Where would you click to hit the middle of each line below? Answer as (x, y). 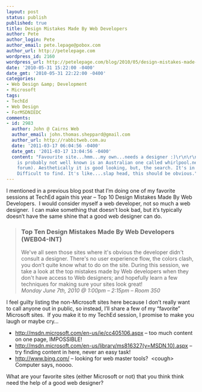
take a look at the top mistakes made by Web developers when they (105, 271)
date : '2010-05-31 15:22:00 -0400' (51, 68)
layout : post (23, 12)
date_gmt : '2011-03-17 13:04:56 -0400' (62, 151)
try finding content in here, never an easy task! (73, 352)
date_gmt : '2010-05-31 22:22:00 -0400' (56, 73)
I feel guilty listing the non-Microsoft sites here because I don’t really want (98, 302)
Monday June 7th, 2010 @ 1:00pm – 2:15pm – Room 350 (90, 291)
